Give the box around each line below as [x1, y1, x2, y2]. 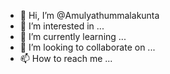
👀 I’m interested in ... [19, 20, 105, 32]
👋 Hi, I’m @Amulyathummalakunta [19, 10, 160, 21]
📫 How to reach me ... [19, 53, 113, 64]
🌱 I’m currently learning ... [19, 31, 127, 42]
